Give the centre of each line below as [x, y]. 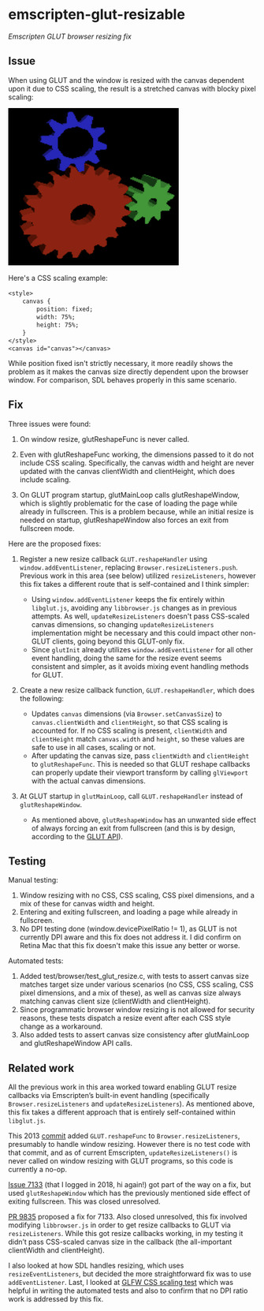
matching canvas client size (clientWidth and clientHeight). [115, 1001]
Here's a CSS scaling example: [58, 278]
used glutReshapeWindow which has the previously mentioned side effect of [129, 1193]
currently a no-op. [37, 1170]
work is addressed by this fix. [56, 1299]
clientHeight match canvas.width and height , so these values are [138, 738]
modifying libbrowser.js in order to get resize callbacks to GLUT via [119, 1225]
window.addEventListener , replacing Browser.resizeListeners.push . [129, 567]
